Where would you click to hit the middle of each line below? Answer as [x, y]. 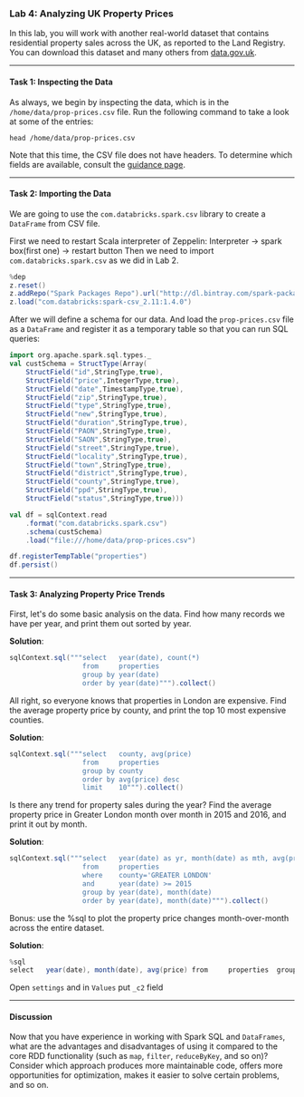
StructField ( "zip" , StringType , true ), [97, 397]
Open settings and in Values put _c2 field [86, 987]
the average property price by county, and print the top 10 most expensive [148, 710]
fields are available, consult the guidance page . [97, 164]
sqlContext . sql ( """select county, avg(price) [101, 754]
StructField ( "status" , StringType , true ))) [104, 499]
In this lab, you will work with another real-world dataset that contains [139, 34]
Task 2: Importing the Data [60, 194]
